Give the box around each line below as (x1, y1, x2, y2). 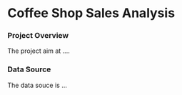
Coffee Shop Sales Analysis (7, 5, 176, 21)
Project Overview (7, 31, 69, 41)
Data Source (7, 64, 51, 74)
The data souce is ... (7, 81, 68, 89)
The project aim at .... (7, 46, 70, 55)
